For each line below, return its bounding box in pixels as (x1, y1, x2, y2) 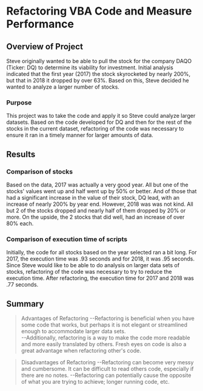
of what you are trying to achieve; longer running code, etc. (21, 378, 170, 386)
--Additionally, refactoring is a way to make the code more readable (21, 334, 190, 341)
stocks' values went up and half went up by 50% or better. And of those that (6, 187, 197, 195)
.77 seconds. (6, 281, 39, 288)
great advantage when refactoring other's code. (21, 347, 141, 355)
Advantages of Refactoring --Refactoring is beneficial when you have (21, 314, 195, 322)
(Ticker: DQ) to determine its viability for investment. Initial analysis (6, 64, 174, 71)
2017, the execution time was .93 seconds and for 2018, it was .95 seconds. (6, 255, 195, 262)
